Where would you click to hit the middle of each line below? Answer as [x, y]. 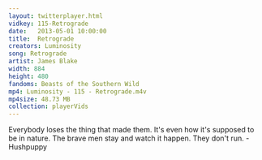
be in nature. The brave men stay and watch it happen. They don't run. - [129, 138]
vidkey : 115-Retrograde [49, 24]
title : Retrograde [41, 39]
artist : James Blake [43, 62]
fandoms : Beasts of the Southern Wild [74, 84]
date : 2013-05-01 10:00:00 [58, 31]
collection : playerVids [49, 106]
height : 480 [28, 76]
